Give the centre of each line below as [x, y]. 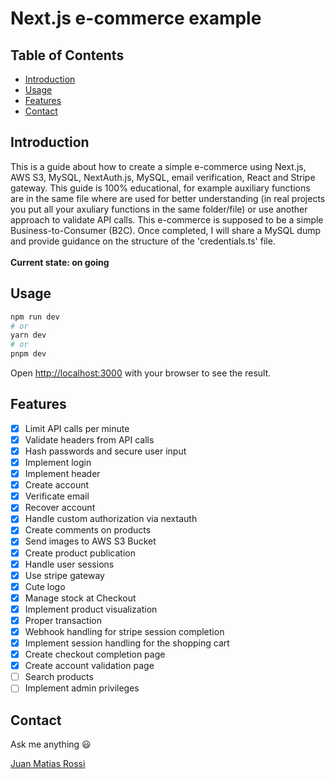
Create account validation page [89, 666]
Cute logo [45, 586]
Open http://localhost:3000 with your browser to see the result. [141, 373]
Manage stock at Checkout [80, 598]
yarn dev [28, 335]
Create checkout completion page [95, 654]
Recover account [60, 508]
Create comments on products [88, 530]
